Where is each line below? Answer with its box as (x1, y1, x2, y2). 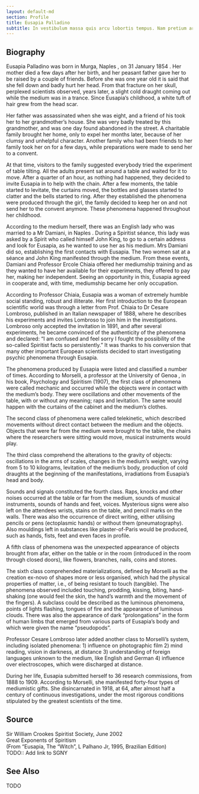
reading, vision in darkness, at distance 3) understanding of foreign (6, 648, 171, 655)
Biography (6, 47, 46, 57)
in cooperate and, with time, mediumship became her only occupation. (6, 279, 179, 287)
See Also (6, 766, 40, 776)
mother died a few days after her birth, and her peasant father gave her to (6, 69, 187, 76)
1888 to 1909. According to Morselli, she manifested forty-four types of (6, 679, 179, 686)
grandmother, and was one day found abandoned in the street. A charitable (6, 125, 190, 132)
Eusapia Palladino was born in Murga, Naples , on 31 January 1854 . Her (6, 63, 182, 70)
